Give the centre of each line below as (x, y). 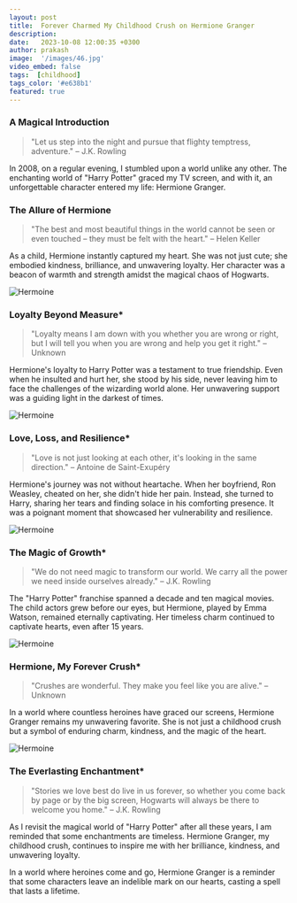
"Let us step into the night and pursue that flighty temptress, (141, 142)
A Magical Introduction (60, 122)
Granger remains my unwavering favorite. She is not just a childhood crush (145, 722)
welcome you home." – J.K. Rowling (95, 809)
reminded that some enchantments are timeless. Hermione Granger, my (139, 836)
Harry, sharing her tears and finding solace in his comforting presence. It (141, 503)
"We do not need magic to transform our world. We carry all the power (159, 571)
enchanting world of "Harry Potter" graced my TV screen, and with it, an (141, 177)
